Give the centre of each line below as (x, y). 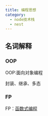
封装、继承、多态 (23, 83)
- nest (17, 24)
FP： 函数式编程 (21, 109)
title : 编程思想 (21, 10)
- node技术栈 (22, 19)
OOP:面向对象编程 (24, 72)
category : (16, 15)
